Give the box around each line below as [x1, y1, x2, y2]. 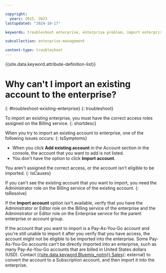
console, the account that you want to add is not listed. [12, 150, 124, 156]
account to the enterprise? [5, 89, 117, 101]
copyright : [5, 11, 28, 16]
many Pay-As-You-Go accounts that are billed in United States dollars [5, 246, 147, 252]
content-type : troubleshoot [5, 48, 63, 53]
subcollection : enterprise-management [5, 39, 85, 44]
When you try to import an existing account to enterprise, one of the [5, 130, 144, 136]
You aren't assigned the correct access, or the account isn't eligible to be [5, 164, 155, 171]
